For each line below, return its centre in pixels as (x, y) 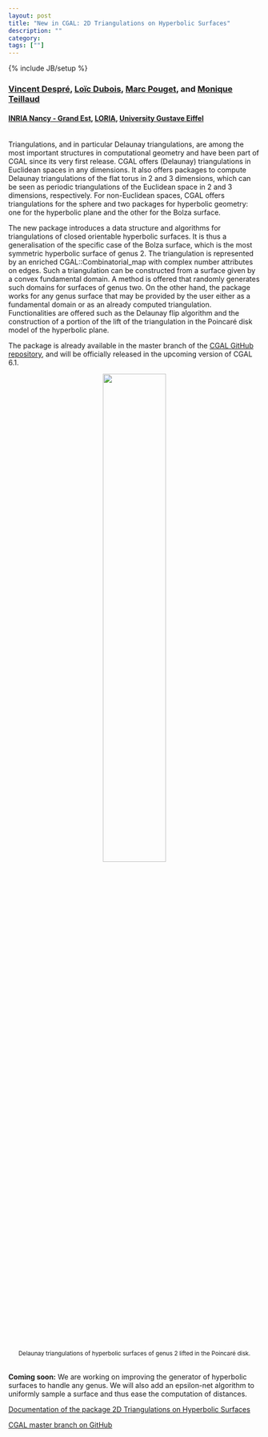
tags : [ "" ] (26, 46)
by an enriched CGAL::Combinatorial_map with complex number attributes (131, 262)
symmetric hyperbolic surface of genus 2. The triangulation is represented (131, 254)
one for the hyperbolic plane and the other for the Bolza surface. (115, 212)
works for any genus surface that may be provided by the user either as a (129, 296)
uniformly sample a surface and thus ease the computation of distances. (128, 1394)
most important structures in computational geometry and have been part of (134, 153)
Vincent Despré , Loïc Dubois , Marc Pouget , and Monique (121, 89)
